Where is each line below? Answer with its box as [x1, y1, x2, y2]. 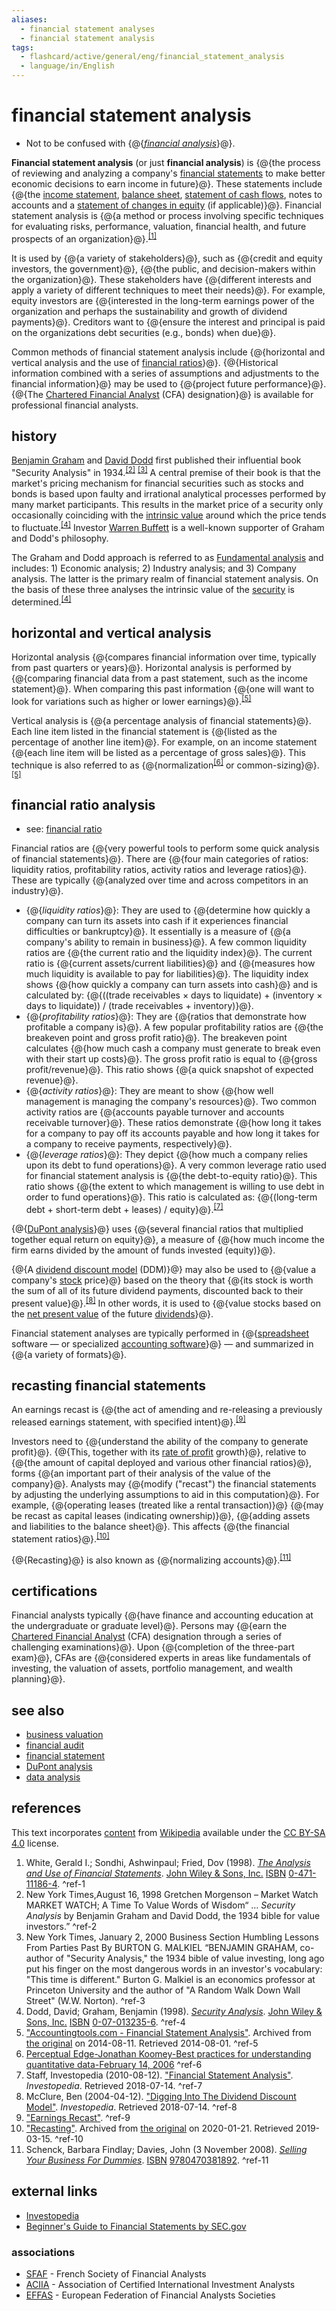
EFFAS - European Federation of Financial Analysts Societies [25, 2289, 276, 2301]
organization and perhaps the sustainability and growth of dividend [11, 305, 288, 317]
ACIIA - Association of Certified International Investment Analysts [25, 2278, 296, 2290]
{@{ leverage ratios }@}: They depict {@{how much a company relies [25, 1149, 308, 1161]
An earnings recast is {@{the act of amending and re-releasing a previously [11, 1404, 323, 1416]
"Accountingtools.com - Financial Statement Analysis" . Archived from [25, 2026, 312, 2038]
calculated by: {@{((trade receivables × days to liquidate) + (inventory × [25, 989, 323, 1001]
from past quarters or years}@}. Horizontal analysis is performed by [11, 662, 292, 674]
